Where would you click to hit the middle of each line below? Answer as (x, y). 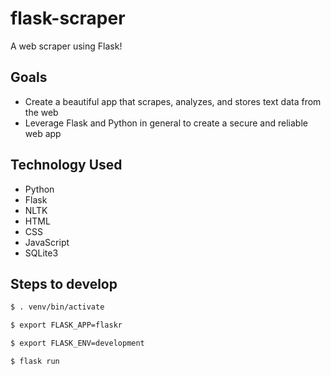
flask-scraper (68, 18)
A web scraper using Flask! (66, 46)
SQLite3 (41, 253)
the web (41, 112)
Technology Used (66, 165)
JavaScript (47, 242)
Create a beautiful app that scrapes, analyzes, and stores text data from (173, 101)
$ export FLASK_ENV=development (77, 343)
